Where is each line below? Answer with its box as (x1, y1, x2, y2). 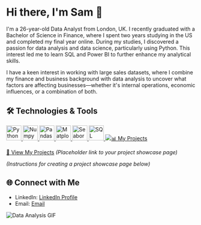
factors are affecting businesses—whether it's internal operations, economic (6, 81, 196, 89)
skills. (6, 57, 20, 64)
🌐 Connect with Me (6, 178, 80, 188)
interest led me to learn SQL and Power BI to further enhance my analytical (6, 50, 191, 58)
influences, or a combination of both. (6, 88, 98, 95)
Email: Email (14, 200, 45, 207)
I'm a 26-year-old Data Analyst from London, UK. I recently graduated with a (6, 25, 195, 32)
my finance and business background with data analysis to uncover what (6, 75, 187, 82)
